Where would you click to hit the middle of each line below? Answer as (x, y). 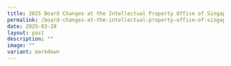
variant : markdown (33, 52)
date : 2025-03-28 (32, 26)
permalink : (23, 20)
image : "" (21, 45)
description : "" (30, 39)
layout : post (26, 33)
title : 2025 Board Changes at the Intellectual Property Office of (106, 13)
